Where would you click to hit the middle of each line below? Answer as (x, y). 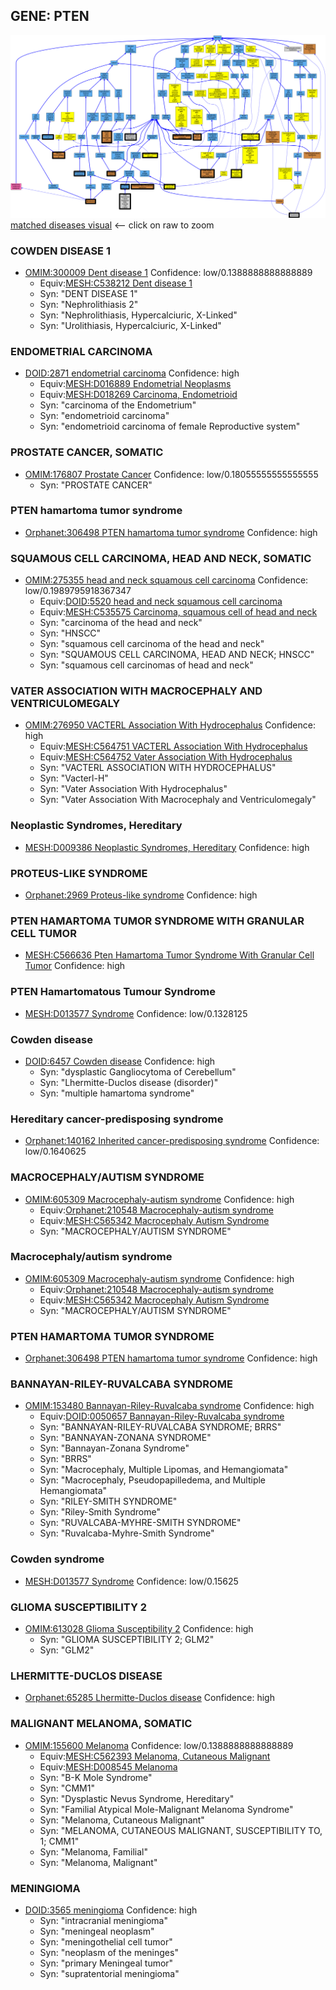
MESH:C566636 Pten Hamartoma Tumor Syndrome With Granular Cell (169, 955)
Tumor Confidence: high (75, 966)
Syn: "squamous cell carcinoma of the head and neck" (152, 644)
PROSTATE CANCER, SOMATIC (87, 452)
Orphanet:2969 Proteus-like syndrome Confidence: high (141, 895)
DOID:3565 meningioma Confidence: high (111, 1910)
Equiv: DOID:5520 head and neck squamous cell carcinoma (161, 601)
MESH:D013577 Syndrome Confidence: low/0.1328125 (136, 1013)
